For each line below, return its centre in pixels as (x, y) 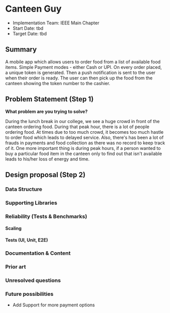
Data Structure (24, 189)
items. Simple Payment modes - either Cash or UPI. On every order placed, (84, 67)
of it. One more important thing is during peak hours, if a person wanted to (83, 148)
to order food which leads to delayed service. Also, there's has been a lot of (84, 137)
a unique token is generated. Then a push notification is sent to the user (80, 72)
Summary (21, 49)
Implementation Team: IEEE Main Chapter (56, 23)
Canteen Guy (33, 9)
